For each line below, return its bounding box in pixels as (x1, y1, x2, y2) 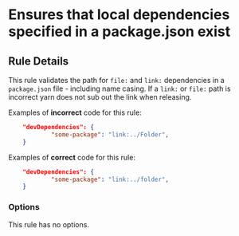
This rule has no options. (8, 219, 90, 229)
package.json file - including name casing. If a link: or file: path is (8, 84, 231, 93)
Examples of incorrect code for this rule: (8, 108, 142, 117)
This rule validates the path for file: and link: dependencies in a (8, 76, 225, 85)
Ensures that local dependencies (8, 6, 230, 24)
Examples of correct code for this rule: (8, 152, 135, 162)
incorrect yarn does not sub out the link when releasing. (8, 92, 192, 101)
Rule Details (8, 54, 69, 68)
